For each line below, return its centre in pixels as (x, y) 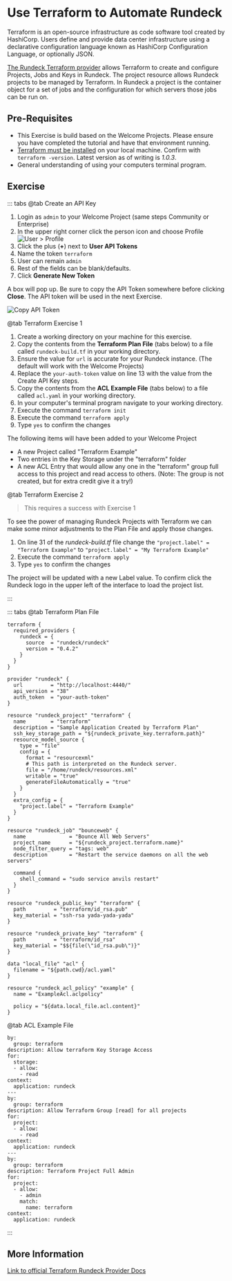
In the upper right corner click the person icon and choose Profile (110, 231)
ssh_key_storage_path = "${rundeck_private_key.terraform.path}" (109, 733)
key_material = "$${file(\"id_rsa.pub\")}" (77, 946)
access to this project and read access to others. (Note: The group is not (120, 474)
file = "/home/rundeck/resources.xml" (81, 770)
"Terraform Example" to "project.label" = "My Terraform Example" (113, 549)
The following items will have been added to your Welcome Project (102, 438)
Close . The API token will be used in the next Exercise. (85, 296)
